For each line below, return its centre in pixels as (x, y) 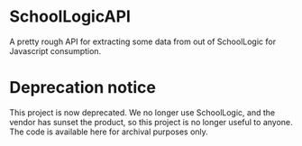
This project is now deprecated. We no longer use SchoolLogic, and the (142, 112)
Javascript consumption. (55, 50)
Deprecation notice (82, 88)
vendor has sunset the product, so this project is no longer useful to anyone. (151, 122)
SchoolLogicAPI (70, 17)
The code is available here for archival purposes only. (109, 132)
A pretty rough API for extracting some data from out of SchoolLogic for (143, 41)
